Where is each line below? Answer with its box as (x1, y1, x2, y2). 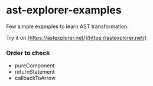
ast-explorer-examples (6, 4, 122, 17)
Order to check (6, 49, 50, 57)
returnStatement (14, 68, 55, 75)
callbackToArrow (14, 74, 56, 82)
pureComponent (14, 62, 55, 69)
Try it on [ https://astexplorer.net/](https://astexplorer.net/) (6, 34, 147, 41)
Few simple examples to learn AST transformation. (6, 23, 129, 30)
